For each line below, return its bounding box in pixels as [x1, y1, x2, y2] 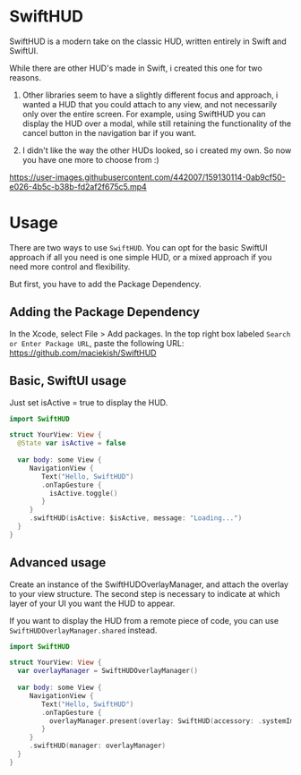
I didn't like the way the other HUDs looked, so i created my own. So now [21, 145, 292, 156]
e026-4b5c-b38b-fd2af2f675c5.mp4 [9, 181, 148, 192]
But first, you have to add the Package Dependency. [9, 278, 202, 289]
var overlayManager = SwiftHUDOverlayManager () [17, 667, 199, 676]
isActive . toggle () [48, 489, 118, 498]
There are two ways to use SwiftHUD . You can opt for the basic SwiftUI [9, 242, 268, 252]
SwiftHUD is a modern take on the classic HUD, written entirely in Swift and [9, 36, 287, 47]
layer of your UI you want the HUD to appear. [9, 598, 176, 609]
